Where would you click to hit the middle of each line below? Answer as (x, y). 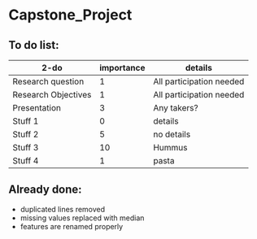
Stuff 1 (26, 121)
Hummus (170, 148)
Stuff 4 (26, 161)
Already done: (46, 190)
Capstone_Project (70, 15)
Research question (48, 81)
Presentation (37, 108)
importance (122, 68)
